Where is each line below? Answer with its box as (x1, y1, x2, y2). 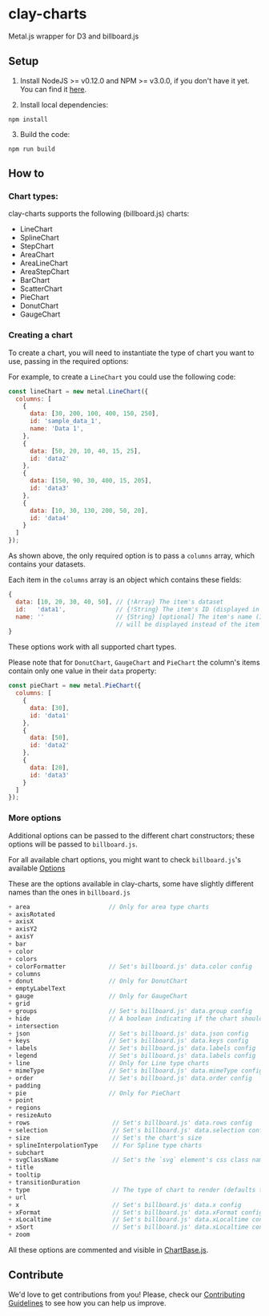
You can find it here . (19, 84, 86, 94)
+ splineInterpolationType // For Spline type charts (8, 1141, 203, 1149)
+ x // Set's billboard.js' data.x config (8, 1201, 242, 1209)
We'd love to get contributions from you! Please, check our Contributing (8, 1290, 246, 1299)
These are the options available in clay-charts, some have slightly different (8, 878, 254, 888)
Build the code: (19, 129, 70, 139)
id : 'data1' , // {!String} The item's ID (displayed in (15, 605, 260, 613)
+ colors (8, 955, 38, 963)
